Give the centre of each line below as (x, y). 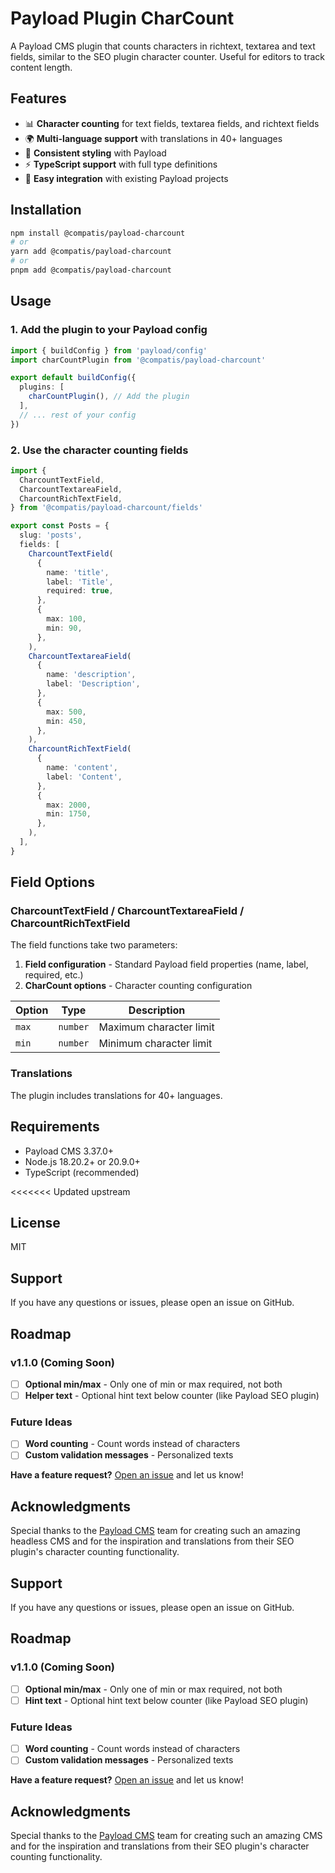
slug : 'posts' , (51, 535)
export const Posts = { (60, 526)
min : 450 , (66, 721)
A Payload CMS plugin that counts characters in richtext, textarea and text (163, 46)
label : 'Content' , (84, 777)
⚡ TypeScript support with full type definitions (121, 164)
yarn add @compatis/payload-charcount (91, 252)
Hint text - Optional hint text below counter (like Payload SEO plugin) (166, 1700)
